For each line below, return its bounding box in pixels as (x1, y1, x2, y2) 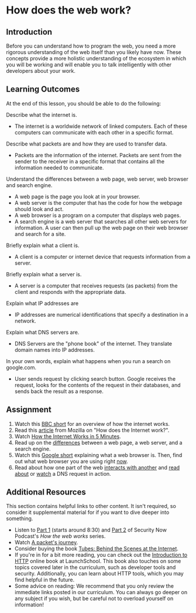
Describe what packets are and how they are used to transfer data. (6, 140, 167, 147)
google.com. (6, 364, 37, 371)
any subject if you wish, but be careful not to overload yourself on (14, 595, 174, 602)
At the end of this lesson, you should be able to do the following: (6, 100, 161, 107)
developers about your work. (6, 67, 76, 74)
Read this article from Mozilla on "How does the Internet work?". (14, 426, 170, 433)
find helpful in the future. (14, 576, 75, 584)
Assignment (6, 405, 51, 415)
